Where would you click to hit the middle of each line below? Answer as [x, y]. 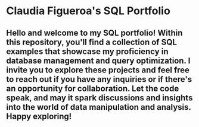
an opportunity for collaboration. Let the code [93, 88]
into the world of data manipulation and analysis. [99, 107]
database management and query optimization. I [98, 61]
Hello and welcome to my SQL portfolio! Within [94, 33]
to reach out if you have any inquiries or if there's [99, 79]
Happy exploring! [39, 116]
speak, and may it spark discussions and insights [99, 98]
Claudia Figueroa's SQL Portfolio [88, 11]
